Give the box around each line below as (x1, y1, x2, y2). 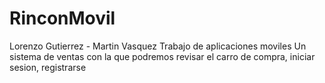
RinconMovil (9, 7, 116, 30)
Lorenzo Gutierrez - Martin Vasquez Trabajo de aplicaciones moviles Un (9, 40, 307, 52)
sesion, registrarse (9, 61, 87, 73)
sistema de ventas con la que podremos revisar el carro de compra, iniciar (9, 50, 316, 62)
